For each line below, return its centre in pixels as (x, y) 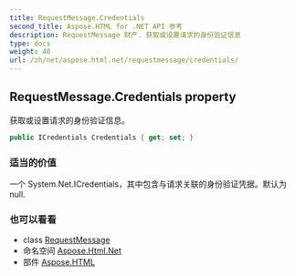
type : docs (30, 43)
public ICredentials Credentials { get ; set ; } (102, 138)
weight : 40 (30, 52)
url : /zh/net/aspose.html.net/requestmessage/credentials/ (124, 60)
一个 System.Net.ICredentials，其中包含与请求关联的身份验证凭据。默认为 (148, 184)
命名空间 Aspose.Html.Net (72, 250)
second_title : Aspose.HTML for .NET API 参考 (96, 26)
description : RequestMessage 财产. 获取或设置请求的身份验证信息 (126, 35)
